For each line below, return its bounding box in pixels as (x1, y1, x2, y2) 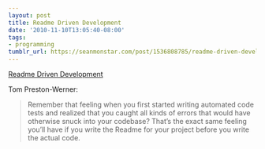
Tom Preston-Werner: (8, 85, 79, 94)
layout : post (8, 11, 51, 20)
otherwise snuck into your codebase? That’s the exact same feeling (27, 117, 247, 125)
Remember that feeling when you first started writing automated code (27, 100, 255, 109)
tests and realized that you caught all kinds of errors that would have (27, 108, 251, 118)
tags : (8, 33, 26, 42)
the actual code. (27, 133, 80, 142)
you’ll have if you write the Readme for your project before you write (27, 125, 250, 134)
